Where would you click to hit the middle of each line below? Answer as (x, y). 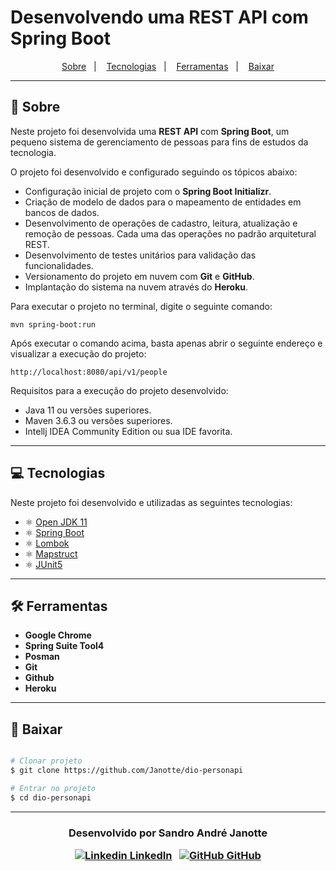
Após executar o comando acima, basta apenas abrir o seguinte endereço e (166, 343)
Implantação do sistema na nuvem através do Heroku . (136, 287)
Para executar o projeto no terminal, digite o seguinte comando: (141, 306)
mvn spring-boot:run (53, 324)
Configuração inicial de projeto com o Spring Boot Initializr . (148, 191)
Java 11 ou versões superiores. (88, 410)
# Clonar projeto (46, 761)
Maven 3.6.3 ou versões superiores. (98, 420)
